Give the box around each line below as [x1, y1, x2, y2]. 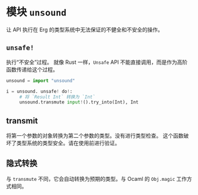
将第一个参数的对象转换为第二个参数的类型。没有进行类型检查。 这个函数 [6, 132, 184, 139]
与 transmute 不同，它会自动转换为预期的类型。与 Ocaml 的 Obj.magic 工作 [6, 175, 187, 182]
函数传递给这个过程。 [6, 66, 58, 73]
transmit [6, 116, 38, 126]
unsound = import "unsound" [6, 77, 76, 83]
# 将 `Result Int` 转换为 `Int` [19, 94, 96, 100]
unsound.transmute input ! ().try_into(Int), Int [19, 99, 139, 105]
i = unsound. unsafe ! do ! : [6, 88, 73, 95]
